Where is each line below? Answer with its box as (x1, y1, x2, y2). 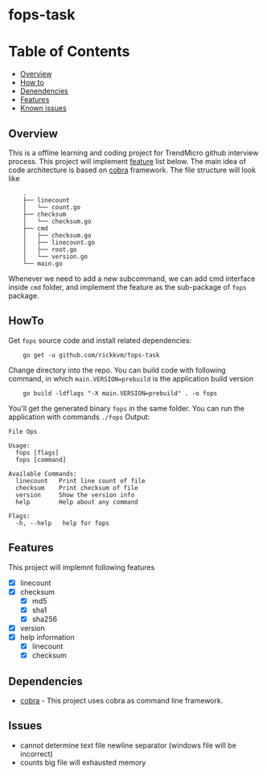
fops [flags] (15, 448, 60, 456)
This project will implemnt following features (8, 562, 155, 572)
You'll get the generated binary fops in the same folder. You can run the (8, 403, 245, 413)
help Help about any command (15, 497, 138, 506)
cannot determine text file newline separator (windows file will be (19, 740, 237, 750)
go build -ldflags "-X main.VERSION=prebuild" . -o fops (23, 389, 218, 398)
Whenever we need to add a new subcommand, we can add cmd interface (8, 274, 256, 283)
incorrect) (19, 748, 54, 758)
